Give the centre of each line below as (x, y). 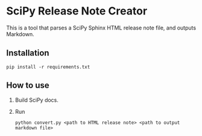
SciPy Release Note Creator (77, 11)
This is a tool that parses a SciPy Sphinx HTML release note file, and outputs (101, 28)
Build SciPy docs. (37, 100)
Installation (28, 53)
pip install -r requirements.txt (48, 67)
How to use (28, 85)
